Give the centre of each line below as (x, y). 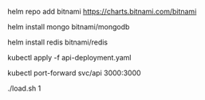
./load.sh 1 (24, 88)
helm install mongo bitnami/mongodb (69, 27)
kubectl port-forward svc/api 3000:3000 (74, 73)
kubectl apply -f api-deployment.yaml (70, 58)
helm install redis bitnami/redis (58, 42)
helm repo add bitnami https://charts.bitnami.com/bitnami (102, 12)
